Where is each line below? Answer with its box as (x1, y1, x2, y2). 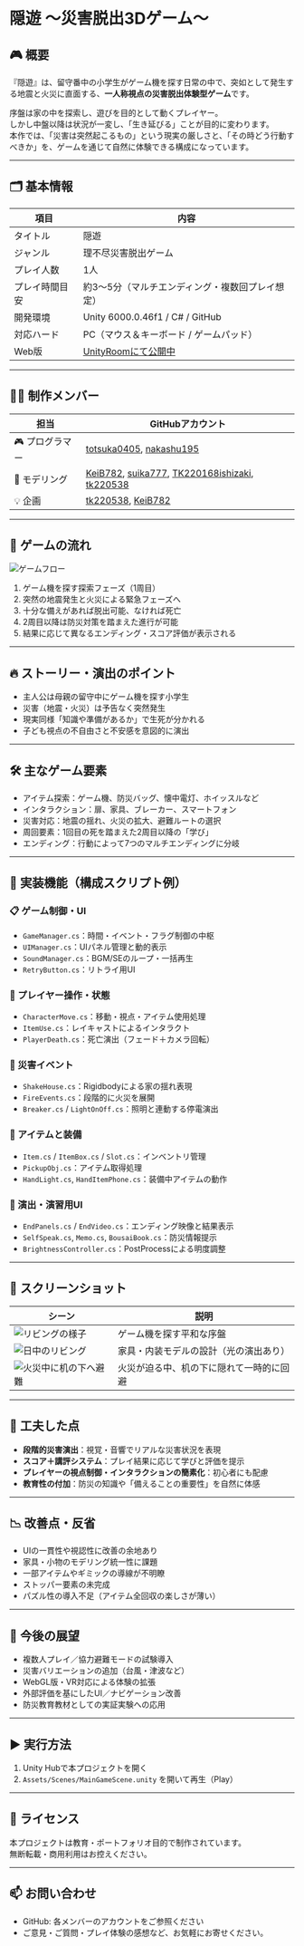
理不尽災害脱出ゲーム (82, 246, 174, 259)
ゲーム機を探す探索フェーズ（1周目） (22, 583, 161, 593)
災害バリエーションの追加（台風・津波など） (22, 1665, 190, 1676)
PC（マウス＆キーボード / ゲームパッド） (82, 328, 258, 341)
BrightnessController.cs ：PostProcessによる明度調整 (22, 1243, 226, 1254)
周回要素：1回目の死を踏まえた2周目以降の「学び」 (22, 826, 214, 838)
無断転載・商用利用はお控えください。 (9, 1848, 152, 1859)
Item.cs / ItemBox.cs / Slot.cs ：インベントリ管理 (22, 1151, 206, 1161)
